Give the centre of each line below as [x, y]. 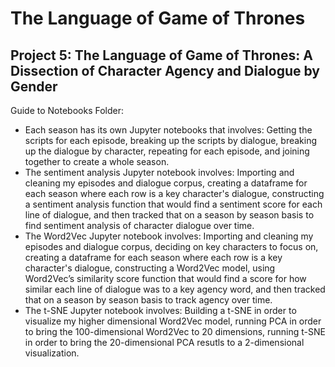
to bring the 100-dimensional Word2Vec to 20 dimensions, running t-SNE [175, 331]
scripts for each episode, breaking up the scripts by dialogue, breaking [171, 140]
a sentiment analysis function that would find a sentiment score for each [173, 204]
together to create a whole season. [97, 161]
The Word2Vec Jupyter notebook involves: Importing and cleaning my [169, 236]
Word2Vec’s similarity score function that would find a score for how [165, 278]
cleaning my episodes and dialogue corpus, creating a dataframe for [166, 183]
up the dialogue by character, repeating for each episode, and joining [167, 151]
